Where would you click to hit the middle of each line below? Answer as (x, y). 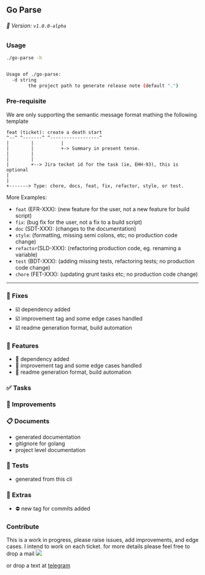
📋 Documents (28, 421)
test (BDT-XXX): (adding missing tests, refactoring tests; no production (105, 261)
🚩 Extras (19, 495)
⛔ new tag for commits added (52, 509)
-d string (24, 80)
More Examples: (27, 197)
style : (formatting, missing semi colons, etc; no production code (96, 235)
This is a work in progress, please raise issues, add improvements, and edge (103, 540)
